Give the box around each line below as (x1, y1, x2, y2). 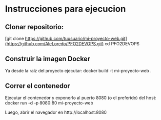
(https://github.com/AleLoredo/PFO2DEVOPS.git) (5, 41, 104, 47)
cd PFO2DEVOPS (104, 41, 140, 47)
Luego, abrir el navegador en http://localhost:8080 (5, 109, 107, 115)
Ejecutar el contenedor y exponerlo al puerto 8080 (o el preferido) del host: (5, 95, 157, 101)
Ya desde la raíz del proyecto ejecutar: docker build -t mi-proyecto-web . (5, 68, 152, 73)
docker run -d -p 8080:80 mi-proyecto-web (5, 100, 94, 105)
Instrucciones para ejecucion (5, 3, 126, 15)
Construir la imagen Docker (5, 55, 90, 63)
